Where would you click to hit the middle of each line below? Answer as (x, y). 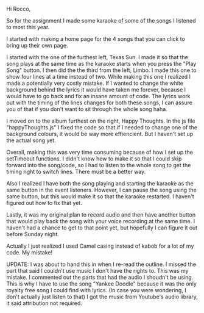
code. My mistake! (30, 252)
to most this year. (28, 27)
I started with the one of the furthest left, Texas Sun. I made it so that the (97, 57)
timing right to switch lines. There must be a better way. (76, 171)
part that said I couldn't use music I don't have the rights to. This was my (97, 271)
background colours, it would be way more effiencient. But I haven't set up (100, 134)
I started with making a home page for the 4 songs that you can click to (96, 39)
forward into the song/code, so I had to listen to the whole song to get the (99, 165)
